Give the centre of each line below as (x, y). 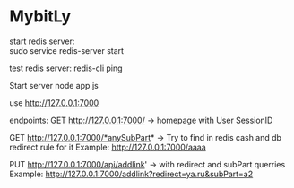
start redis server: (42, 41)
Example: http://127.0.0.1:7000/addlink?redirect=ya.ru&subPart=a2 (131, 174)
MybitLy (40, 17)
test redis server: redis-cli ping (66, 68)
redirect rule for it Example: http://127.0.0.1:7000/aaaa (108, 147)
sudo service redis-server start (66, 50)
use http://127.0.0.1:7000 (54, 103)
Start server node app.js (54, 85)
